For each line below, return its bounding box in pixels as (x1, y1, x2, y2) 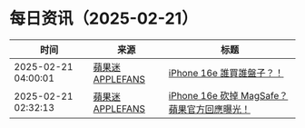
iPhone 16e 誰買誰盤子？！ (168, 66, 284, 79)
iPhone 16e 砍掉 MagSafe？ (168, 89, 289, 102)
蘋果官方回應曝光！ (168, 103, 251, 115)
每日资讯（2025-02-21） (9, 8, 198, 29)
